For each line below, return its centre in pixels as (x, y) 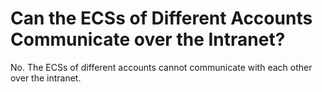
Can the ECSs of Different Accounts (161, 18)
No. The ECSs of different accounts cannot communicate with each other (161, 67)
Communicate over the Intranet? (148, 39)
